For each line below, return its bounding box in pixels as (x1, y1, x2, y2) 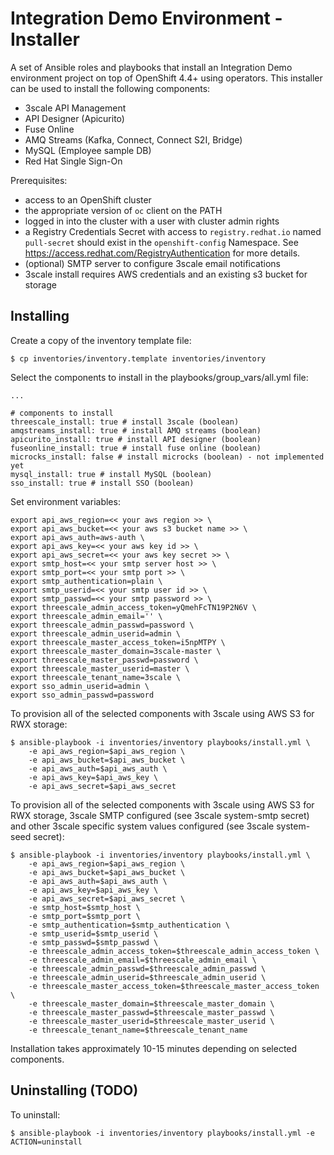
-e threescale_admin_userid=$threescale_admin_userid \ (28, 972, 267, 982)
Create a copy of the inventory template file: (10, 334, 192, 346)
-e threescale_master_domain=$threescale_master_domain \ (28, 998, 275, 1009)
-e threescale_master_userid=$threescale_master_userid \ (28, 1016, 275, 1026)
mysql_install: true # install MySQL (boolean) (10, 469, 213, 479)
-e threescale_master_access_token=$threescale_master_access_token (28, 981, 320, 991)
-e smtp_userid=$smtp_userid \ (28, 928, 159, 939)
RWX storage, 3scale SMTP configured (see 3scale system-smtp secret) (10, 809, 310, 821)
